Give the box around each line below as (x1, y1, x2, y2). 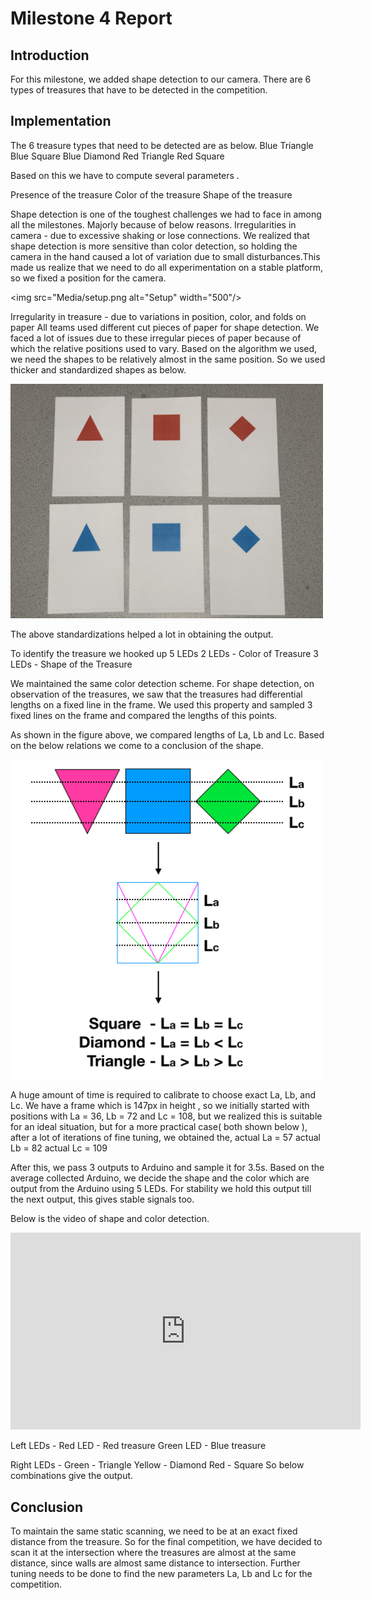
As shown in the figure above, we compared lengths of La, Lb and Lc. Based (10, 728, 325, 741)
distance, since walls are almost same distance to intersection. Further (10, 1557, 301, 1569)
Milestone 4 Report (10, 7, 173, 30)
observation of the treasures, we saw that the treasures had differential (10, 688, 303, 700)
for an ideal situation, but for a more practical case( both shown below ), (10, 1121, 308, 1133)
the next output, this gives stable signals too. (10, 1193, 195, 1206)
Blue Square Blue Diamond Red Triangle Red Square (10, 150, 225, 162)
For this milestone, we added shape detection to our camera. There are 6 (10, 73, 312, 85)
